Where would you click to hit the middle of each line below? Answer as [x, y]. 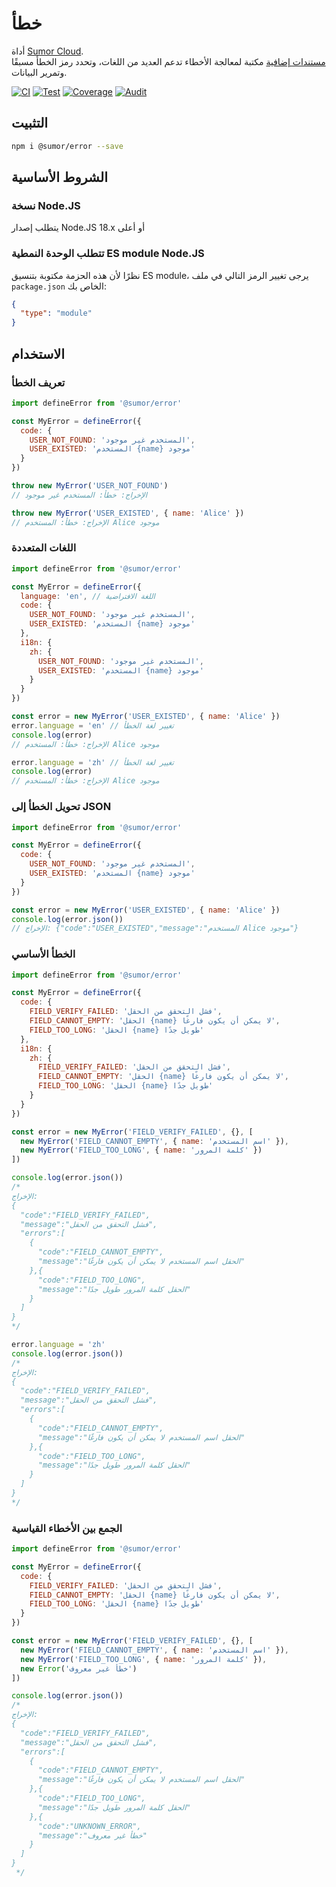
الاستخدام [38, 353]
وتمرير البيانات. [39, 72]
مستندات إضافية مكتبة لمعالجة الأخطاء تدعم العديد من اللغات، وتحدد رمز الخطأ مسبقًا [168, 61]
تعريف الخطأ [38, 382]
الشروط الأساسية [60, 177]
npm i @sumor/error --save [67, 146]
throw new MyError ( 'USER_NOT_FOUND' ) [90, 486]
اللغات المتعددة [44, 548]
